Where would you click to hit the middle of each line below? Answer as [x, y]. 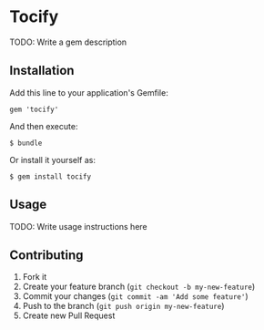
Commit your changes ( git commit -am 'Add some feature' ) [135, 296]
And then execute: [44, 126]
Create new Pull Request [69, 315]
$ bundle [26, 143]
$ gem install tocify [51, 176]
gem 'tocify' [34, 109]
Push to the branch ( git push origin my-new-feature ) [123, 306]
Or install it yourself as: [52, 160]
